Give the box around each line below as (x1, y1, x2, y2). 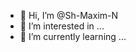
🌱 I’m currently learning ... (19, 31, 127, 42)
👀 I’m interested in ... (19, 20, 105, 32)
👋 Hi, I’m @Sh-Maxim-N (19, 10, 119, 21)
